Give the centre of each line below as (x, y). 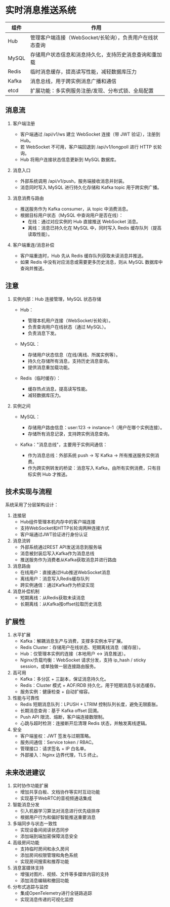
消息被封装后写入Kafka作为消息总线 (57, 553)
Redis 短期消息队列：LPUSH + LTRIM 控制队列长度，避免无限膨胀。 (90, 705)
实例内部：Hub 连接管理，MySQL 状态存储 (57, 299)
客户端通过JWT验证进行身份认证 (54, 534)
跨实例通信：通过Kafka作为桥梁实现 (57, 585)
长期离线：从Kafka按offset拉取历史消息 (61, 604)
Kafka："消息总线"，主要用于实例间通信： (64, 444)
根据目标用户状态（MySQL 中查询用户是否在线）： (72, 215)
